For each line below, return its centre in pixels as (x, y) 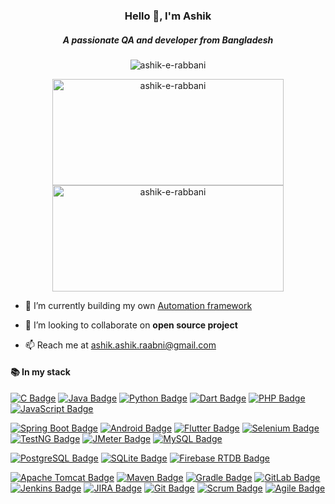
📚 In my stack (40, 372)
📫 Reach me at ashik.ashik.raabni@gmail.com (120, 345)
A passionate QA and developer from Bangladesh (168, 40)
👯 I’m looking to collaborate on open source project (131, 325)
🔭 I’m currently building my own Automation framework (138, 305)
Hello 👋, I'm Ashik (168, 16)
